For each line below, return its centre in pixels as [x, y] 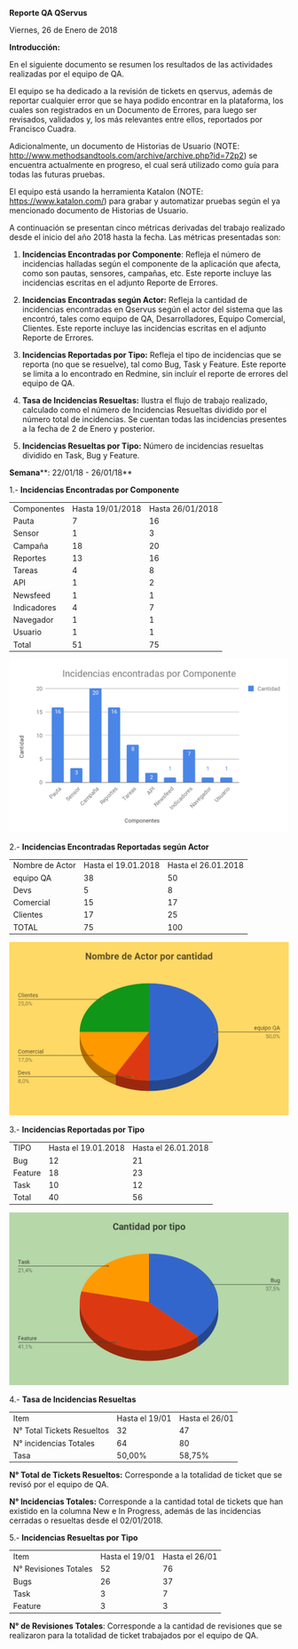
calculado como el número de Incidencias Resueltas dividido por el [145, 410]
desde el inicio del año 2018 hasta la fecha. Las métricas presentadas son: [145, 237]
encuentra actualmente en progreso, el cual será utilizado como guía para [144, 165]
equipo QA [32, 878]
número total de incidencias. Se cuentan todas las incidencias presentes [154, 419]
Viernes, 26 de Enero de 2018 [63, 30]
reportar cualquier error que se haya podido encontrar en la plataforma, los [146, 100]
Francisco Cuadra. [43, 129]
